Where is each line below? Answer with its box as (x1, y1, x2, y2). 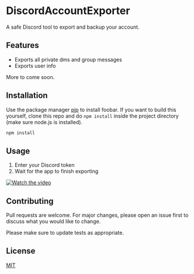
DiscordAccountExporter (6, 4, 130, 18)
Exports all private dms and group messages (14, 56, 123, 63)
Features (6, 40, 39, 50)
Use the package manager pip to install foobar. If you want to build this (6, 106, 176, 113)
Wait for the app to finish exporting (14, 168, 99, 175)
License (6, 246, 36, 256)
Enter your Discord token (14, 162, 75, 169)
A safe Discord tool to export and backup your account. (6, 23, 140, 30)
